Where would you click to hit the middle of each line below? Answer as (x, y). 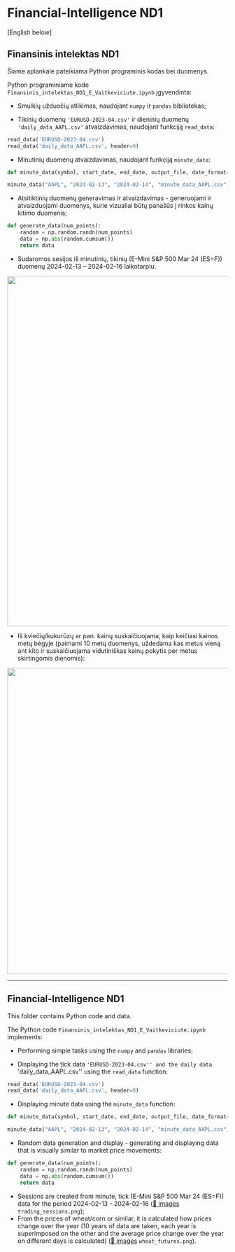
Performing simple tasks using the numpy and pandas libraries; (105, 1050)
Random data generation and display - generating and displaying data (118, 1143)
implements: (25, 1036)
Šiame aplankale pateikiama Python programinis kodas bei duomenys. (108, 71)
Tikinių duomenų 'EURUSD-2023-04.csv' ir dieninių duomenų (103, 119)
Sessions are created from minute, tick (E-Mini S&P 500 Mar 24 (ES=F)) (121, 1196)
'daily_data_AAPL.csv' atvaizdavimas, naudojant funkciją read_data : (116, 127)
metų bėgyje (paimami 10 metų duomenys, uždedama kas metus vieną (119, 643)
